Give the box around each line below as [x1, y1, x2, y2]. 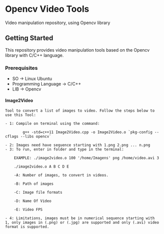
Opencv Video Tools [5, 3, 89, 15]
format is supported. [5, 225, 50, 230]
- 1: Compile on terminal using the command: [5, 121, 100, 126]
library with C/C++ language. [5, 52, 64, 58]
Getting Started [5, 34, 54, 42]
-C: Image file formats [14, 190, 63, 195]
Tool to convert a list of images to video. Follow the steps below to [5, 108, 155, 114]
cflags [5, 134, 19, 139]
